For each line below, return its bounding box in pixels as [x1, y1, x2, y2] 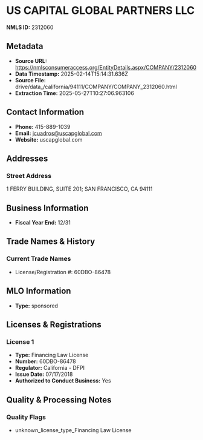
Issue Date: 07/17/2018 [14, 370, 73, 378]
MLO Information [6, 286, 71, 297]
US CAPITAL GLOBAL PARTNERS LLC [6, 4, 195, 18]
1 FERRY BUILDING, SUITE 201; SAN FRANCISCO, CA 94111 [6, 185, 153, 192]
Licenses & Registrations [6, 319, 101, 330]
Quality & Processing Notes [6, 395, 112, 405]
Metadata [6, 41, 43, 51]
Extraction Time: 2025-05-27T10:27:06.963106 [14, 89, 135, 97]
